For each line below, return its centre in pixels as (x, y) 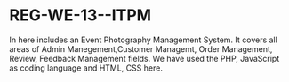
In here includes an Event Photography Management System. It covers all (143, 40)
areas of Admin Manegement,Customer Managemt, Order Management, (141, 48)
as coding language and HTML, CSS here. (86, 68)
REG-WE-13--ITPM (80, 15)
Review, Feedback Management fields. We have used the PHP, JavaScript (144, 58)
